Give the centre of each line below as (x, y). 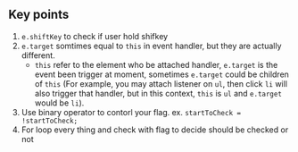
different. (38, 55)
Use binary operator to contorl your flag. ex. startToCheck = (131, 112)
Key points (39, 15)
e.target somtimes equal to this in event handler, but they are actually (151, 46)
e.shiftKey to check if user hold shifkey (95, 36)
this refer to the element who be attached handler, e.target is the (156, 64)
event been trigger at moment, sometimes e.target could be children (161, 74)
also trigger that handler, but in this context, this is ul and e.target (158, 93)
